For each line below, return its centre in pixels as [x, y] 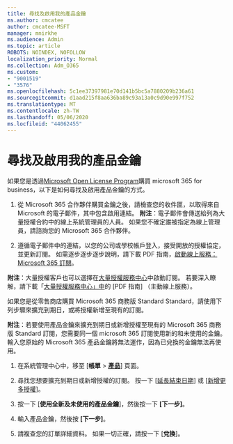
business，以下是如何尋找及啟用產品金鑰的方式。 [78, 190]
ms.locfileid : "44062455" [45, 124]
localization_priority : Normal [53, 59]
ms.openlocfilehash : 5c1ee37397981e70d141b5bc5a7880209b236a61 [101, 91]
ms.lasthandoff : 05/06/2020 [48, 117]
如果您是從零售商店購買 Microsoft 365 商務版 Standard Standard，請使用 [112, 301]
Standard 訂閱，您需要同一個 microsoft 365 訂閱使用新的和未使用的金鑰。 [121, 334]
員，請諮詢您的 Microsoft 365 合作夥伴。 [75, 231]
